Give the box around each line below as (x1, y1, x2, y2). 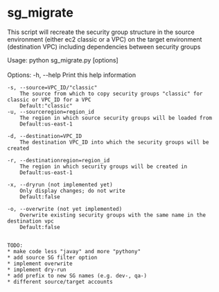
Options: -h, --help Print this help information (7, 71, 137, 79)
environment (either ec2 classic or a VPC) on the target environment (7, 35, 202, 43)
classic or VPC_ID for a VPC (7, 96, 91, 103)
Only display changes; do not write (19, 187, 126, 194)
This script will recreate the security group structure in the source (7, 28, 195, 36)
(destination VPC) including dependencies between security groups (7, 42, 201, 51)
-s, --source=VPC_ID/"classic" (7, 84, 98, 91)
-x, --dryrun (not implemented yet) (7, 181, 113, 188)
